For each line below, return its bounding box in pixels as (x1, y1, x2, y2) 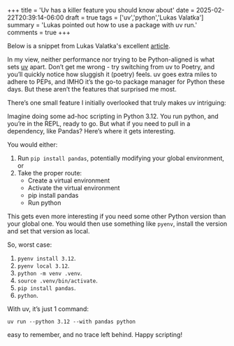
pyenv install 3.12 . (17, 254, 76, 262)
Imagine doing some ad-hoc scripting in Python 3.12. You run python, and (7, 112, 219, 120)
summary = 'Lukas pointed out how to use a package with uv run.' (7, 21, 198, 29)
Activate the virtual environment (27, 184, 120, 192)
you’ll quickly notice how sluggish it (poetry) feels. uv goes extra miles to (7, 70, 218, 78)
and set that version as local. (7, 227, 90, 235)
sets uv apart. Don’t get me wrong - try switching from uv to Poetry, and (7, 63, 215, 71)
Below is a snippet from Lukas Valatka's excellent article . (7, 42, 171, 50)
